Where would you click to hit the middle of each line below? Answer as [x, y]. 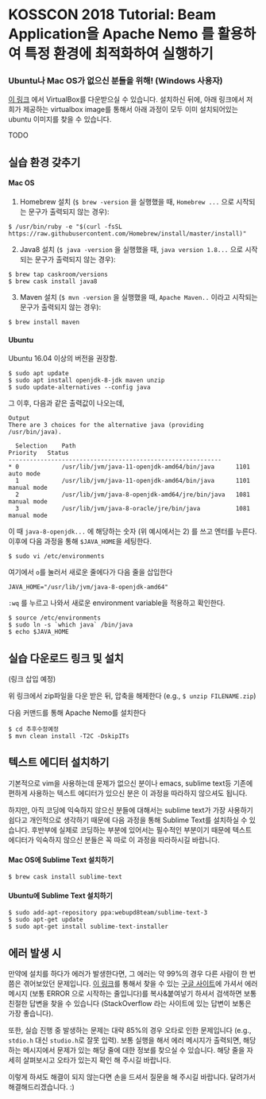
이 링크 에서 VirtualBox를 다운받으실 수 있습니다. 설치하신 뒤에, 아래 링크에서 [126, 99]
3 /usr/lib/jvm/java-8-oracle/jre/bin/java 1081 [133, 509]
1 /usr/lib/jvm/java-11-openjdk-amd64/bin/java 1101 [133, 481]
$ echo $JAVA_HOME [39, 632]
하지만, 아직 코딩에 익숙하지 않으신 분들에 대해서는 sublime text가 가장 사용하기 [131, 810]
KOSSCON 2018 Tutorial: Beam [112, 15]
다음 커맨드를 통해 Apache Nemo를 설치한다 [77, 713]
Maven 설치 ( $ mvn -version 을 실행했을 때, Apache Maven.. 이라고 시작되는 [139, 297]
